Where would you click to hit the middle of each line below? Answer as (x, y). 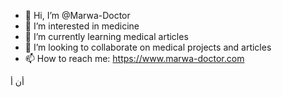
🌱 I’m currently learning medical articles (106, 36)
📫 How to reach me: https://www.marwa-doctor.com (134, 58)
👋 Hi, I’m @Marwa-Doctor (77, 15)
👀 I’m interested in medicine (82, 26)
